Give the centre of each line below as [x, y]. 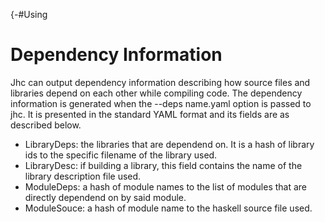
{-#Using [29, 14]
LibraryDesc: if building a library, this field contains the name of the [163, 165]
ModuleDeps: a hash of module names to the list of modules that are [166, 186]
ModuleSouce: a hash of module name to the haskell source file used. [168, 208]
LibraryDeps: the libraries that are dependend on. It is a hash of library [169, 144]
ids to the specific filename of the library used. [121, 155]
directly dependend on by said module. [105, 197]
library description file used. [83, 176]
